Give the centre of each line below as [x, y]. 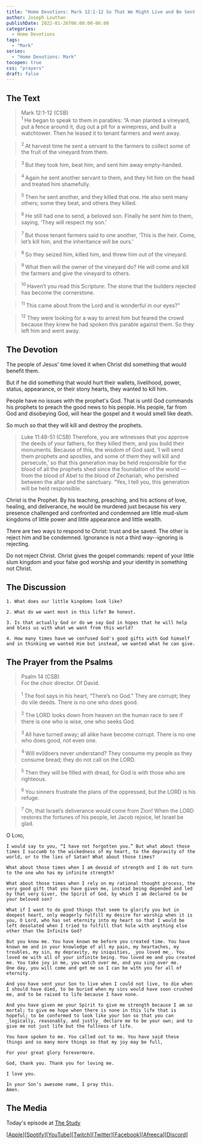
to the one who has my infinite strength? [60, 873]
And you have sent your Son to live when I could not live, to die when [99, 984]
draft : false [23, 74]
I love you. [21, 1074]
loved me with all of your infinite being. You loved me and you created [101, 957]
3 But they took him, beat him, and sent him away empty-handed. [102, 164]
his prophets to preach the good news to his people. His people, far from [96, 407]
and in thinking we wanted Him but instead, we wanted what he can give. [101, 644]
